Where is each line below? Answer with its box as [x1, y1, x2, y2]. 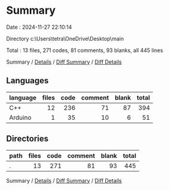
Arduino [9, 113, 32, 122]
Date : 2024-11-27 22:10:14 [6, 23, 72, 31]
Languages [6, 76, 49, 86]
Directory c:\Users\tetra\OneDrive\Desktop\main [6, 35, 124, 42]
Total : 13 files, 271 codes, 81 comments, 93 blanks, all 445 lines [6, 46, 163, 54]
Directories [6, 134, 49, 144]
